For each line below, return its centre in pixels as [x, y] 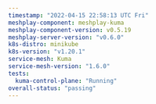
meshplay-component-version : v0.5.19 [70, 30]
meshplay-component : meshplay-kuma [66, 23]
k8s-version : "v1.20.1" [47, 52]
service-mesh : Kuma [40, 59]
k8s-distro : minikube [44, 45]
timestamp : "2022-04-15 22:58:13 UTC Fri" [78, 15]
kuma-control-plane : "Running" [66, 81]
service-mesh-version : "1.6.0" [59, 66]
